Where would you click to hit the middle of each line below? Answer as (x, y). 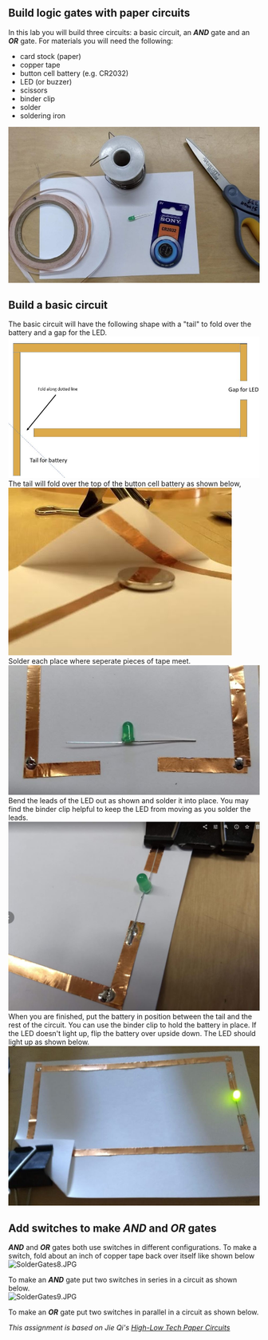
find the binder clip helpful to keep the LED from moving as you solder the (130, 809)
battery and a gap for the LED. (58, 333)
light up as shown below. (49, 1042)
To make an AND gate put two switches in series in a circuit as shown (123, 1280)
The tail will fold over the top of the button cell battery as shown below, (125, 483)
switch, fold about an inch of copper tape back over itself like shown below (132, 1256)
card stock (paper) (50, 56)
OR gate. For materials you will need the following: (91, 41)
